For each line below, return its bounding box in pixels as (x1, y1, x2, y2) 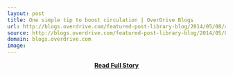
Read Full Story (94, 61, 139, 69)
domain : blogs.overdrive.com (7, 36, 92, 43)
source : (7, 29, 30, 37)
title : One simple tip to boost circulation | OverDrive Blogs (7, 17, 194, 23)
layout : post (7, 10, 45, 17)
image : (7, 42, 26, 49)
